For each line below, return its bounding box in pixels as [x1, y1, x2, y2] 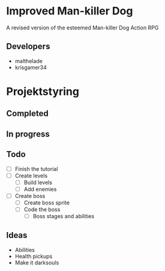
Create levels [14, 172, 48, 179]
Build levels [23, 179, 53, 186]
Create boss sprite [23, 199, 70, 206]
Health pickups [14, 252, 53, 260]
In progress [6, 129, 50, 139]
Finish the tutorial [14, 165, 58, 172]
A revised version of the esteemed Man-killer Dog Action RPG [6, 24, 159, 31]
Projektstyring [6, 85, 80, 98]
